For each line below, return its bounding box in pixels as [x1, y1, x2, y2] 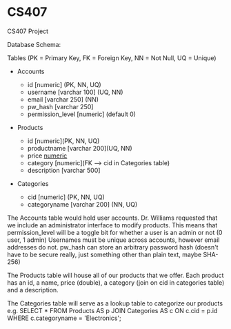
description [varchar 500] [27, 166, 101, 174]
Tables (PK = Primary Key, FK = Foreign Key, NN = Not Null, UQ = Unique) [7, 53, 217, 62]
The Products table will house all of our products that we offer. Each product [7, 271, 224, 279]
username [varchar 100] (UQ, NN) [27, 88, 123, 96]
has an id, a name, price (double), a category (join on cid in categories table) [7, 278, 225, 287]
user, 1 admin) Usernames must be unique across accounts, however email [7, 236, 220, 244]
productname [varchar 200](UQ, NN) [27, 144, 132, 152]
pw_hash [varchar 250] [27, 102, 94, 111]
